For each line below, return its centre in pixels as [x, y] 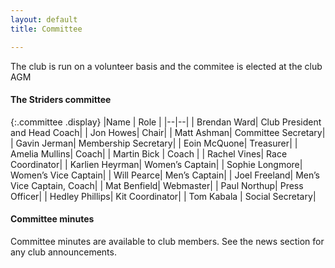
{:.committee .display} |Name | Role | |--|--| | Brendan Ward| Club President [166, 122]
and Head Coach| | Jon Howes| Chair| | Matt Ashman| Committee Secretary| [168, 132]
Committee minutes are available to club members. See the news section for [167, 241]
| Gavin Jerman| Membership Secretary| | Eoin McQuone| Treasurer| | [154, 143]
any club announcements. [63, 252]
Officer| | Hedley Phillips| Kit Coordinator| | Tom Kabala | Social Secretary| [163, 196]
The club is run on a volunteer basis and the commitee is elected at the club [166, 66]
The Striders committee [61, 100]
